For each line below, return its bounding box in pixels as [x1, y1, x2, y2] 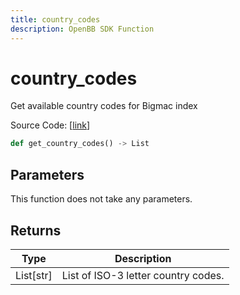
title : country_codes [10, 14, 101, 25]
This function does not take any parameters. [10, 193, 193, 205]
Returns [10, 222, 62, 239]
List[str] [15, 268, 53, 282]
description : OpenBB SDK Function [10, 24, 155, 34]
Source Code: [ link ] [10, 119, 91, 131]
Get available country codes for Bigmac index [10, 100, 198, 112]
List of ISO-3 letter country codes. [61, 268, 225, 282]
